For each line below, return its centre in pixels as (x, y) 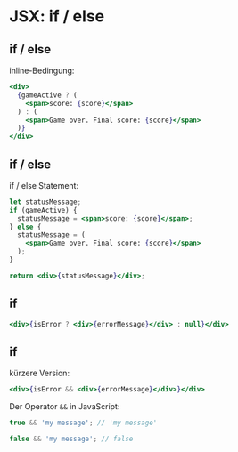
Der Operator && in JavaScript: (65, 407)
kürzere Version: (39, 373)
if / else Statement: (44, 185)
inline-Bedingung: (42, 70)
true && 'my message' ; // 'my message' (83, 423)
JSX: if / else (57, 16)
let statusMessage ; (45, 202)
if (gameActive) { (43, 210)
